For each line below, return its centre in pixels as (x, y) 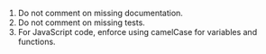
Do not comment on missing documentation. (100, 13)
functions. (37, 41)
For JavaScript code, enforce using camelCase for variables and (138, 32)
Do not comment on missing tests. (82, 22)
